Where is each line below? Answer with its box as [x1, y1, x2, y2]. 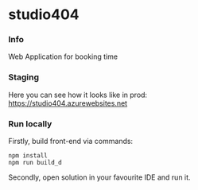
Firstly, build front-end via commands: [8, 137, 134, 146]
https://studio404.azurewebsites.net [8, 98, 128, 108]
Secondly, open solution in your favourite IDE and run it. [8, 173, 191, 182]
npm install [8, 152, 48, 160]
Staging [8, 72, 40, 83]
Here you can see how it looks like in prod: [8, 90, 148, 99]
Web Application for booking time [8, 52, 118, 61]
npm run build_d [8, 159, 62, 167]
